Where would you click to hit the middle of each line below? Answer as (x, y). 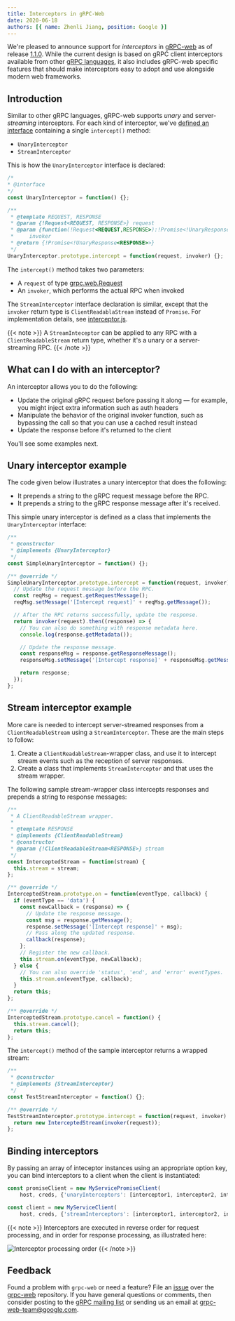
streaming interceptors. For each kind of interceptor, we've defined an (108, 123)
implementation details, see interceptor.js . (67, 319)
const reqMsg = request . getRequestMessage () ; (81, 596)
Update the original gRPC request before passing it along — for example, (122, 400)
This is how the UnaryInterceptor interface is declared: (86, 165)
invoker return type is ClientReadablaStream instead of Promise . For (104, 311)
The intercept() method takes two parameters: (76, 269)
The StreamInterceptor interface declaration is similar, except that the (108, 304)
